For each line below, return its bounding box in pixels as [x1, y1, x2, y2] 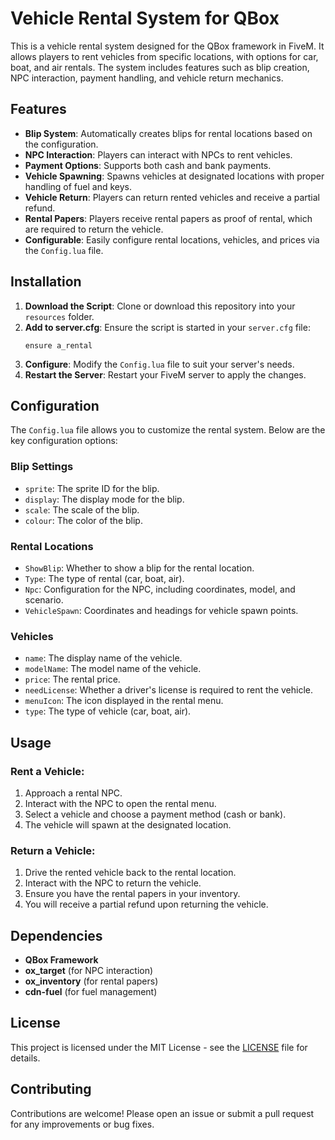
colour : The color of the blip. [24, 514, 143, 526]
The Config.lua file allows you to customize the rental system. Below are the [10, 424, 326, 436]
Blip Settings [10, 460, 74, 474]
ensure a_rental [24, 340, 93, 351]
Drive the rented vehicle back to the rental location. [24, 867, 237, 879]
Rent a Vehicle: [10, 764, 85, 778]
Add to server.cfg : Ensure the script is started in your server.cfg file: [24, 321, 311, 333]
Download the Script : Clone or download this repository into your [24, 300, 296, 312]
